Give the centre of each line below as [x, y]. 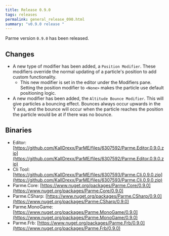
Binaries [18, 130]
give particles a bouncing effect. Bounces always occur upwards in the [87, 104]
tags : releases [21, 15]
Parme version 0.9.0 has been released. [47, 38]
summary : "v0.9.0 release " [35, 24]
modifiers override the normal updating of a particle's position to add [85, 72]
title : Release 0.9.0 [28, 10]
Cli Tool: [21, 169]
